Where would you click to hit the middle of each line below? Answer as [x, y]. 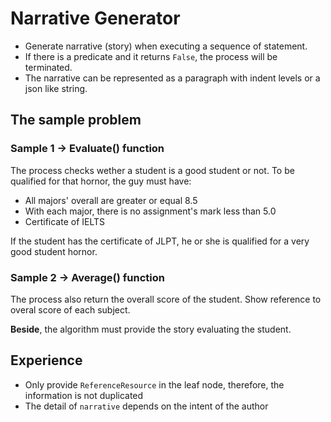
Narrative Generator [95, 18]
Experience [46, 360]
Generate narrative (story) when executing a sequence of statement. [166, 46]
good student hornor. [54, 251]
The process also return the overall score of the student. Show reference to [166, 299]
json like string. [56, 88]
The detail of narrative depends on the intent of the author [146, 406]
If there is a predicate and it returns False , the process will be [151, 56]
